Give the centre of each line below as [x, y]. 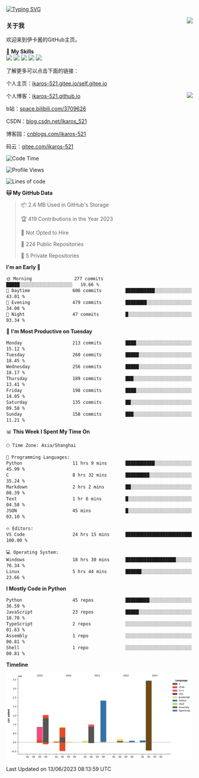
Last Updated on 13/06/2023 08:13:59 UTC [59, 769]
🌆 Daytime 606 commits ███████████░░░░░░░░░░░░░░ [99, 291]
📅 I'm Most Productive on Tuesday [49, 331]
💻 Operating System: [33, 552]
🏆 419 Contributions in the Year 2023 [67, 219]
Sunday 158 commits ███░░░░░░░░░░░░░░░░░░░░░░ [99, 415]
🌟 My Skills [20, 52]
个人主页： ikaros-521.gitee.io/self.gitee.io [57, 84]
